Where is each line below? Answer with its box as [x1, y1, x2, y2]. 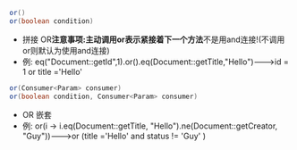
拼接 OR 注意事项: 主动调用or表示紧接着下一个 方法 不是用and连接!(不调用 [21, 34, 285, 45]
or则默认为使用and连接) [21, 45, 110, 55]
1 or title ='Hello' [21, 66, 83, 77]
